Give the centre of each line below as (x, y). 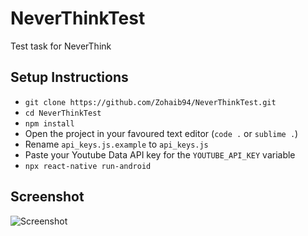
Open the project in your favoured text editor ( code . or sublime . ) (161, 133)
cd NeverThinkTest (63, 113)
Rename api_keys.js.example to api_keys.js (116, 144)
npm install (49, 123)
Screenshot (47, 197)
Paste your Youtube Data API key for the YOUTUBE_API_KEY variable (160, 154)
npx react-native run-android (88, 166)
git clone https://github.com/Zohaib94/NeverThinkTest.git (150, 102)
